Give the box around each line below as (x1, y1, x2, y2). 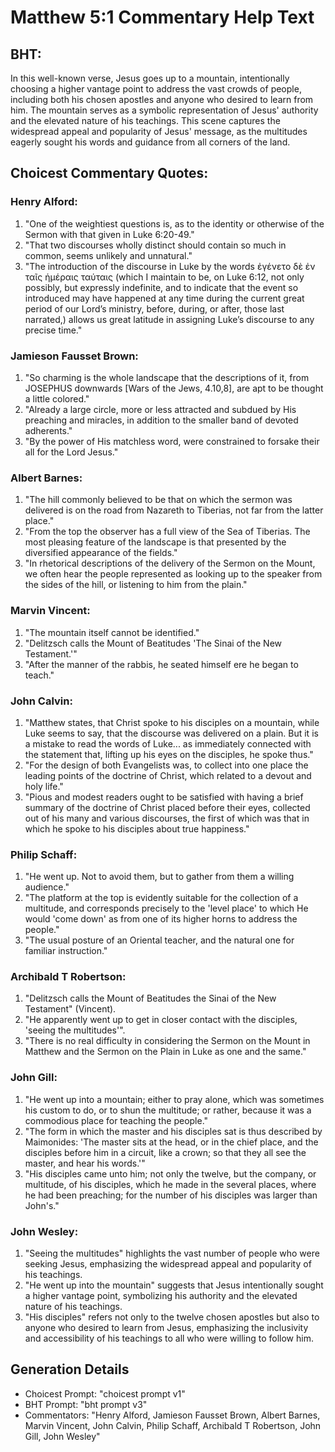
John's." (24, 1199, 60, 1211)
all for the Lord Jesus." (24, 446, 119, 458)
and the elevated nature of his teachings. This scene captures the (10, 115, 281, 126)
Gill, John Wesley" (24, 1430, 101, 1442)
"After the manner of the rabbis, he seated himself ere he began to (24, 658, 299, 670)
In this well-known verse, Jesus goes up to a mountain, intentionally (10, 72, 290, 84)
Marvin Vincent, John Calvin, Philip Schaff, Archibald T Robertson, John (24, 1419, 322, 1431)
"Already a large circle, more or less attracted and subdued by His (24, 403, 297, 415)
